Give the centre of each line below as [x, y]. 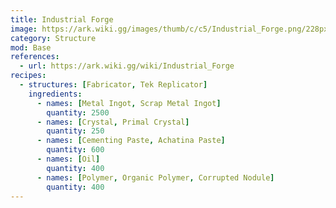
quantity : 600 [75, 150]
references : [35, 57]
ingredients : [55, 94]
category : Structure [53, 38]
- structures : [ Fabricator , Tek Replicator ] [113, 85]
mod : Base [31, 47]
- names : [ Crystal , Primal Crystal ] [113, 122]
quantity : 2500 [78, 112]
